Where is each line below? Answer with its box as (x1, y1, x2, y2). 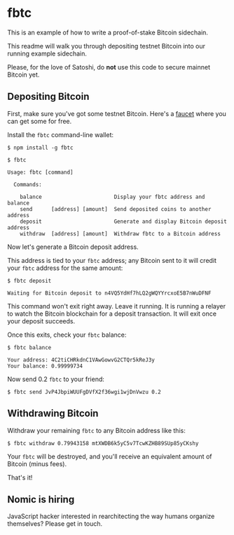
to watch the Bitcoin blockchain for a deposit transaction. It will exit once (7, 309, 217, 318)
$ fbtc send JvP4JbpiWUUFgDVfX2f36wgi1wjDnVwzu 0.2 (7, 388, 161, 395)
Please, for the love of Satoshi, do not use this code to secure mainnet (7, 63, 211, 71)
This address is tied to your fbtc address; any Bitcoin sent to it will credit (7, 256, 217, 264)
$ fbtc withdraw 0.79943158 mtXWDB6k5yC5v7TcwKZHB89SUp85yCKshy (7, 439, 199, 447)
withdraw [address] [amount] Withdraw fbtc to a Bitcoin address (20, 230, 221, 237)
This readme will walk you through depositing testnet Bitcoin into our (7, 41, 205, 50)
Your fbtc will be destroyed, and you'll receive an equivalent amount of (7, 452, 212, 460)
